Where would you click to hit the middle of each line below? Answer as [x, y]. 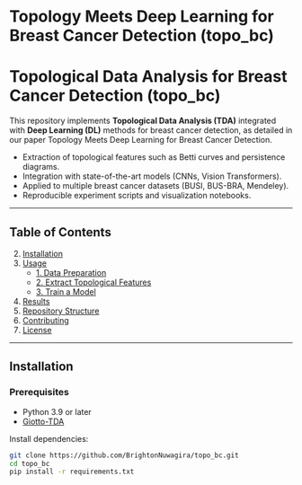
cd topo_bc [30, 463]
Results [36, 301]
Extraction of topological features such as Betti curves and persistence [154, 157]
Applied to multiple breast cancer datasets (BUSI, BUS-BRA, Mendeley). [155, 186]
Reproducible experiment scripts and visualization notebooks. [137, 196]
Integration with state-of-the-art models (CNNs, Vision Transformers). [152, 176]
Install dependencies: [49, 438]
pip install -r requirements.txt [72, 472]
